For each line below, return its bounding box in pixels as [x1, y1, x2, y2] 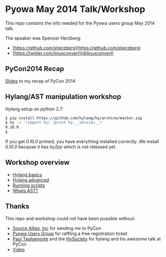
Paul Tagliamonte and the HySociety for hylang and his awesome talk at [12, 235, 161, 241]
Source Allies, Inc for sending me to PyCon [12, 225, 101, 231]
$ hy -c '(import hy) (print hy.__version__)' [5, 120, 104, 125]
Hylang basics [12, 171, 42, 177]
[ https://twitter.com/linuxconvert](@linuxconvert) [12, 50, 114, 56]
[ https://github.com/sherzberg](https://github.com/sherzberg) [12, 45, 141, 51]
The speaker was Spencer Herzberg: [5, 35, 82, 41]
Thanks [5, 202, 30, 211]
